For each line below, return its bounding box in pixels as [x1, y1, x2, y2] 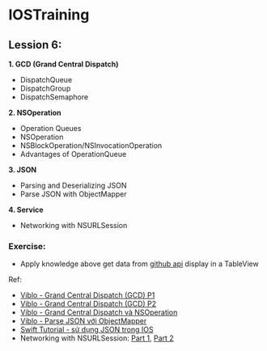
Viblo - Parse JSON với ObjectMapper [19, 316, 147, 326]
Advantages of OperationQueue [19, 150, 127, 159]
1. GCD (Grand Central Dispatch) [8, 59, 119, 69]
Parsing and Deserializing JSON [19, 180, 127, 190]
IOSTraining [8, 6, 90, 24]
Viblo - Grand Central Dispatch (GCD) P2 [19, 299, 157, 309]
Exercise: [8, 240, 46, 252]
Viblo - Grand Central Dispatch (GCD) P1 [19, 290, 155, 300]
